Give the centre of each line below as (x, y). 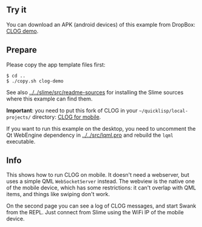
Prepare (22, 50)
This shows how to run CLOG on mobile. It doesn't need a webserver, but (98, 175)
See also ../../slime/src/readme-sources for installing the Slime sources (95, 92)
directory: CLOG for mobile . (67, 117)
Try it (16, 10)
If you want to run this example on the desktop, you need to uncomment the (101, 128)
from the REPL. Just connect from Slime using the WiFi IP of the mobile (95, 212)
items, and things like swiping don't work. (58, 194)
